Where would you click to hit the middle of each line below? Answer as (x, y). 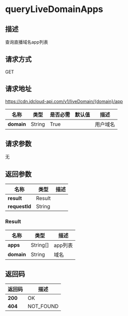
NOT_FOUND (43, 306)
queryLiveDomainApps (54, 9)
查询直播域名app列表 (27, 42)
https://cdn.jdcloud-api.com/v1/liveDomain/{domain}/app (64, 101)
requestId (19, 206)
